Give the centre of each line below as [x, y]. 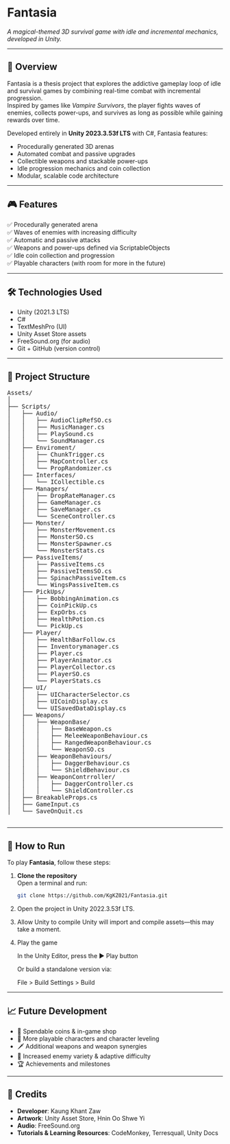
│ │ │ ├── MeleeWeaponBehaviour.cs [78, 736]
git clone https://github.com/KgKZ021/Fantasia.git [92, 896]
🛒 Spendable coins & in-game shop [67, 1031]
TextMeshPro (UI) [42, 326]
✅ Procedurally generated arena [52, 224]
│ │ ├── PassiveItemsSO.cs [60, 571]
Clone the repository [47, 875]
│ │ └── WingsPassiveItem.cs [63, 585]
